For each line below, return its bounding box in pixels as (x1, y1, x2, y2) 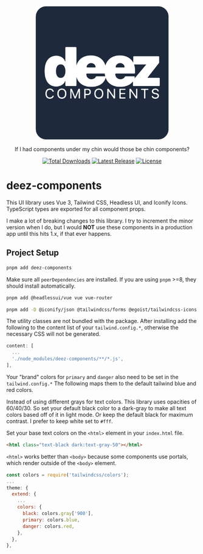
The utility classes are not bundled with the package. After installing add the (6, 318, 197, 325)
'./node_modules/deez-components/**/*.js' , (12, 356, 123, 362)
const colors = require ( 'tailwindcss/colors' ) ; (6, 472, 129, 478)
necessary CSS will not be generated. (6, 330, 101, 338)
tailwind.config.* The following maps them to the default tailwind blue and (6, 380, 196, 387)
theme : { (6, 485, 29, 491)
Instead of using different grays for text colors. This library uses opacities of (6, 398, 197, 405)
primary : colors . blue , (22, 517, 80, 523)
